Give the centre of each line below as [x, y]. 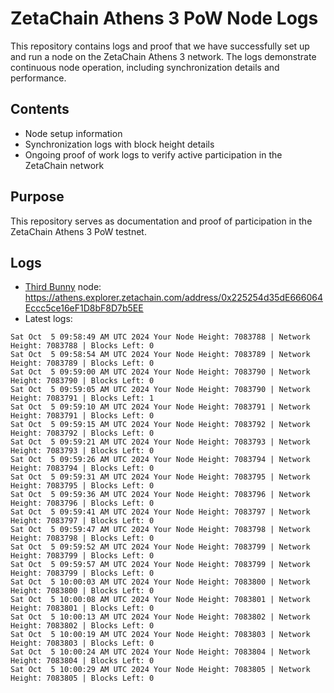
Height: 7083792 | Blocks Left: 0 [82, 433]
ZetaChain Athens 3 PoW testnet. [78, 231]
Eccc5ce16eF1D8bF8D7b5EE [84, 308]
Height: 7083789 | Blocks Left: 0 [82, 363]
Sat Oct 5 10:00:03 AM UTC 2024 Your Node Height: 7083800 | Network [160, 582]
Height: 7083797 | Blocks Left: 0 [82, 521]
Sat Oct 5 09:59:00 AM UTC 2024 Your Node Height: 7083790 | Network [160, 372]
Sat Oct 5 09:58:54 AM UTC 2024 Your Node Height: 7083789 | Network [160, 355]
